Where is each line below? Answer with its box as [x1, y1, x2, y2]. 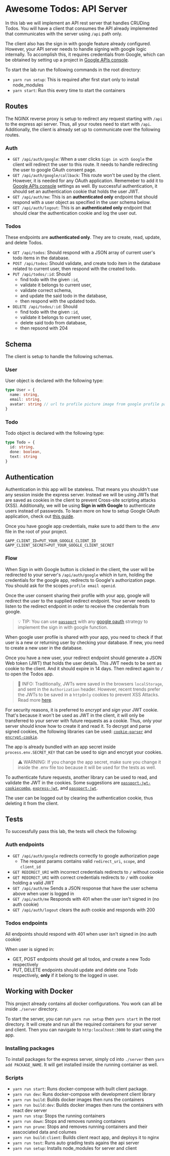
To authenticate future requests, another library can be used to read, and [5, 774, 158, 780]
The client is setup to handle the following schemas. [5, 353, 114, 360]
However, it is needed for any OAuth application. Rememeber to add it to [12, 177, 163, 184]
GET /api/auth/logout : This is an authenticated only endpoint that [12, 204, 152, 211]
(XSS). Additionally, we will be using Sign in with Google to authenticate [5, 502, 155, 509]
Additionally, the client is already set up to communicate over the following [5, 126, 160, 132]
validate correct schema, [20, 287, 72, 293]
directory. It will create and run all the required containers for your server [5, 1021, 157, 1027]
